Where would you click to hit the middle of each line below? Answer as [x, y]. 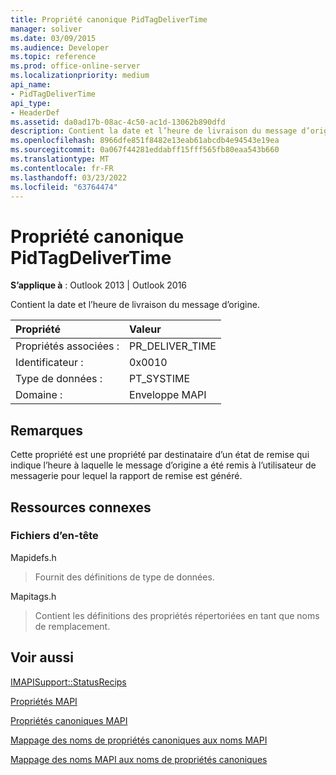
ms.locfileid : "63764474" [64, 187]
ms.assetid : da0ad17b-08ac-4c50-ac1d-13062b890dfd [118, 122]
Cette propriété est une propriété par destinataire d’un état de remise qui [160, 455]
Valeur [145, 329]
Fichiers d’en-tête [54, 536]
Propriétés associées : [67, 346]
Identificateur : [49, 363]
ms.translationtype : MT [60, 159]
